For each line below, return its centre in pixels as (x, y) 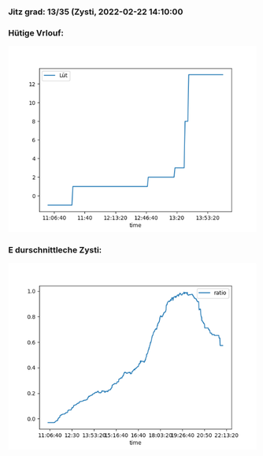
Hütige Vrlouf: (36, 32)
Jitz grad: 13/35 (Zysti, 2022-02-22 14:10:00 (96, 12)
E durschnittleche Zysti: (55, 250)
